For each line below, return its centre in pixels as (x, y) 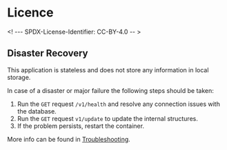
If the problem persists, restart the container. (81, 126)
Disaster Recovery (48, 53)
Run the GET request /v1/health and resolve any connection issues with (119, 104)
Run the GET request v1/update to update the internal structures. (107, 118)
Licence (30, 13)
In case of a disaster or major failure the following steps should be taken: (110, 90)
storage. (19, 77)
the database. (37, 111)
